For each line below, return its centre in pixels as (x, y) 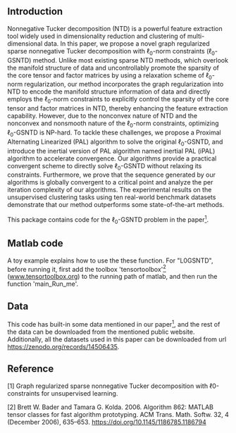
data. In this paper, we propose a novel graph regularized (127, 43)
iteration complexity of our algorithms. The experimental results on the (110, 190)
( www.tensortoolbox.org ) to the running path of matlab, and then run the (112, 277)
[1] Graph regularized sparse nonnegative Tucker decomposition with (108, 386)
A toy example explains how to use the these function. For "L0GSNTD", (110, 261)
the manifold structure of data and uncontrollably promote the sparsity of (113, 68)
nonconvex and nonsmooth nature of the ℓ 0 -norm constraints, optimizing (113, 124)
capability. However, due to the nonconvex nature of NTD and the (103, 116)
